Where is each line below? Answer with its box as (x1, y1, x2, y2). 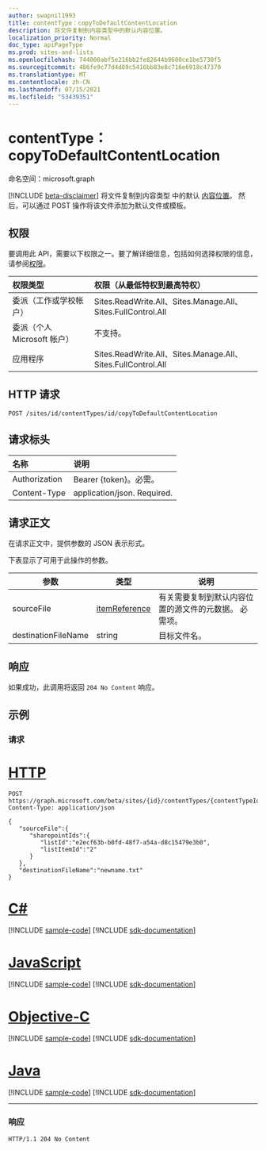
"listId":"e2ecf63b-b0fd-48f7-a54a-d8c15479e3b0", (40, 838, 211, 846)
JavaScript (8, 953, 82, 971)
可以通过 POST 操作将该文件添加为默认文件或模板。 (21, 201, 191, 210)
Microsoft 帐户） (12, 334, 74, 344)
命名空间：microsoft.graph (8, 174, 95, 183)
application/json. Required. (73, 487, 173, 498)
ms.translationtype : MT (8, 71, 87, 79)
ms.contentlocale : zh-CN (8, 78, 90, 86)
